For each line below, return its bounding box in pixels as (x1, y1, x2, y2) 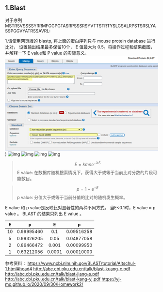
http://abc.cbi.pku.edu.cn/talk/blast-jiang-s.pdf (5, 271, 99, 277)
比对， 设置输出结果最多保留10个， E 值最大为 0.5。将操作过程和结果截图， (5, 44, 155, 50)
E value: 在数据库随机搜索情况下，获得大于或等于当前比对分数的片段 (16, 169, 153, 175)
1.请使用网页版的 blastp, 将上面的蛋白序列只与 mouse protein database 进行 (5, 38, 156, 44)
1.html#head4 (5, 266, 33, 272)
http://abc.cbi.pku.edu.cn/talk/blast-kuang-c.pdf (33, 266, 130, 272)
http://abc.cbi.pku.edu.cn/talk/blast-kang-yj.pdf (5, 276, 101, 282)
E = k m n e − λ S (74, 161, 101, 167)
